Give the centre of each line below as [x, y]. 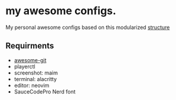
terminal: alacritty [35, 79]
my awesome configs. [61, 11]
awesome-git [30, 60]
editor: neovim [32, 85]
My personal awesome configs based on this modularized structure [88, 27]
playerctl [25, 66]
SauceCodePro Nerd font [45, 91]
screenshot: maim [36, 73]
